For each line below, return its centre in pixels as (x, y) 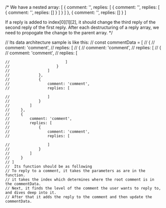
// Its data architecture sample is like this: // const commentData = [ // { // (80, 42)
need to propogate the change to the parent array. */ (59, 33)
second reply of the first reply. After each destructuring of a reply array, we (82, 27)
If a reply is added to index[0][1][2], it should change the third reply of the (80, 22)
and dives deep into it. (31, 193)
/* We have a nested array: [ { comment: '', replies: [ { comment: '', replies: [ (83, 7)
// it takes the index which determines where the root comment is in (80, 180)
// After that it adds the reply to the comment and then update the (79, 197)
